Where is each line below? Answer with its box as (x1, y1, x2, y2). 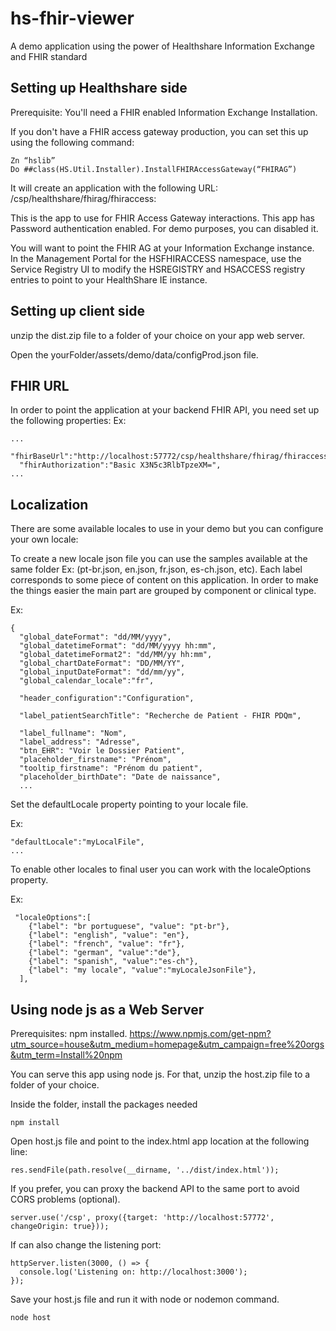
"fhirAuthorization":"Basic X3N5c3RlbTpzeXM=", (19, 460, 222, 471)
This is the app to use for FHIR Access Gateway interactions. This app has (10, 212, 315, 224)
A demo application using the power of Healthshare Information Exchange (10, 40, 315, 52)
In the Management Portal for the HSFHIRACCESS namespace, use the (10, 252, 302, 264)
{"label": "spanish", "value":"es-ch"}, (28, 957, 199, 967)
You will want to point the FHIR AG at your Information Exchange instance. (10, 242, 315, 254)
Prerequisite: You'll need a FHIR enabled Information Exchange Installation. (10, 106, 318, 118)
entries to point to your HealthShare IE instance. (10, 273, 208, 286)
